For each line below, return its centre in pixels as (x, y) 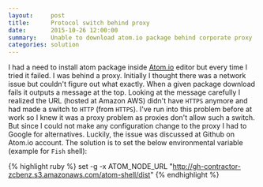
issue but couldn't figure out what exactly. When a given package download (131, 84)
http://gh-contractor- (207, 166)
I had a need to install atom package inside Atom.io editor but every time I (128, 67)
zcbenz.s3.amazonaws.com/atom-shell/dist (79, 175)
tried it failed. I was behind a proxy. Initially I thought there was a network (127, 76)
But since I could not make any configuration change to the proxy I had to (128, 126)
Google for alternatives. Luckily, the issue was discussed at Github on (122, 134)
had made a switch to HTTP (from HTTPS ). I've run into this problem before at (130, 109)
